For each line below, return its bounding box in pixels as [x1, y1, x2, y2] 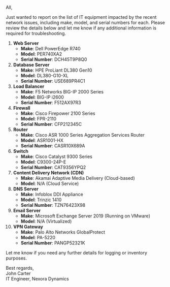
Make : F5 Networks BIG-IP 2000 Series [20, 89, 104, 94]
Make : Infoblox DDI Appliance [20, 192, 83, 197]
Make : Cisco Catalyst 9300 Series [20, 153, 93, 160]
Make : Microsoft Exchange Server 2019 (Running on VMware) [20, 213, 150, 219]
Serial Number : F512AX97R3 [20, 100, 81, 106]
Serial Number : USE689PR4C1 [20, 78, 85, 84]
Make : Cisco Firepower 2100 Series [20, 110, 95, 116]
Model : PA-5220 [20, 235, 55, 240]
